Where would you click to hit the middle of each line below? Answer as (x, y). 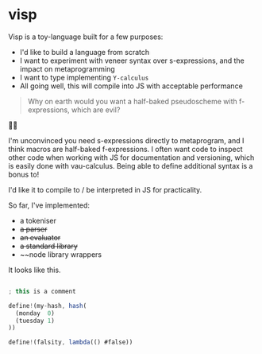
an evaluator (40, 237)
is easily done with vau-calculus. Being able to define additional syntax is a (131, 165)
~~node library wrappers (60, 254)
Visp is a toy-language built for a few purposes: (86, 37)
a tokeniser (38, 220)
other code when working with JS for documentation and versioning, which (131, 158)
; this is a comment (42, 291)
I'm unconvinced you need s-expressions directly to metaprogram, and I (126, 140)
